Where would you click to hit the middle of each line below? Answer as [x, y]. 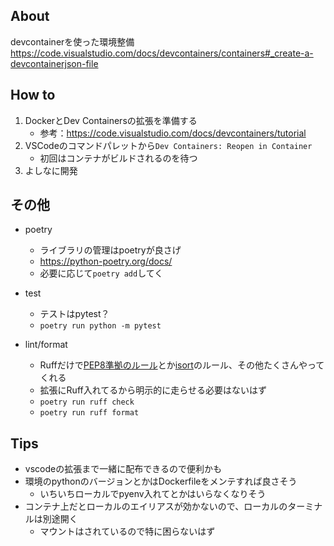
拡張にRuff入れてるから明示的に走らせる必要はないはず [153, 390]
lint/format [46, 345]
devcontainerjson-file [54, 63]
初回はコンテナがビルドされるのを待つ [118, 158]
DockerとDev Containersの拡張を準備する [111, 120]
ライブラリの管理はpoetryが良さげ [110, 250]
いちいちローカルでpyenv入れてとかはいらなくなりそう [153, 494]
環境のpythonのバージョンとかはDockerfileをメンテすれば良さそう [161, 481]
